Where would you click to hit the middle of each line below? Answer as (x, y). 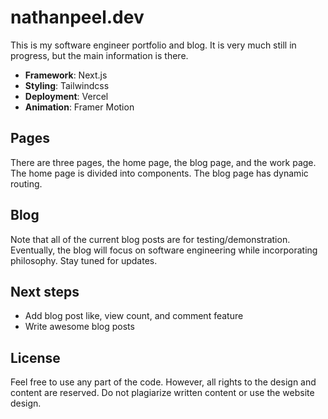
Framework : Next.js (66, 75)
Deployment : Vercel (66, 96)
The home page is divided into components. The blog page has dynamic (159, 173)
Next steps (45, 291)
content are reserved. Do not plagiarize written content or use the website (162, 393)
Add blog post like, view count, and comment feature (134, 316)
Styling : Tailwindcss (67, 85)
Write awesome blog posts (79, 327)
